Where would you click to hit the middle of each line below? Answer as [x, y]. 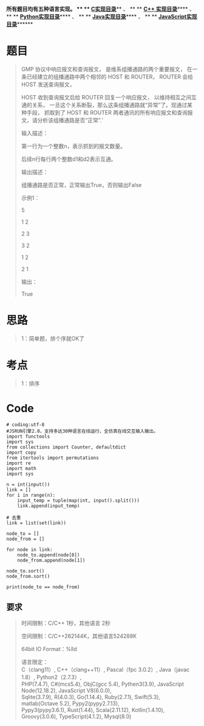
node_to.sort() [25, 571]
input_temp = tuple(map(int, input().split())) [78, 500]
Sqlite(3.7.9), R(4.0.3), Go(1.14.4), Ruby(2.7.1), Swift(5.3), [91, 697]
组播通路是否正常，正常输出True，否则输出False [81, 185]
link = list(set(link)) [36, 523]
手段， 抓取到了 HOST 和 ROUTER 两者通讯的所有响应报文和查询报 [110, 112]
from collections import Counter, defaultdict [66, 447]
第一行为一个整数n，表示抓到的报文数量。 [73, 146]
